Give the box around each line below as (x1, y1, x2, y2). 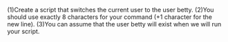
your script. (7, 27, 40, 35)
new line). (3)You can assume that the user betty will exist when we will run (7, 20, 222, 28)
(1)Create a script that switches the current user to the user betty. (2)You (7, 6, 214, 14)
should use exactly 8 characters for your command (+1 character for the (7, 13, 213, 21)
